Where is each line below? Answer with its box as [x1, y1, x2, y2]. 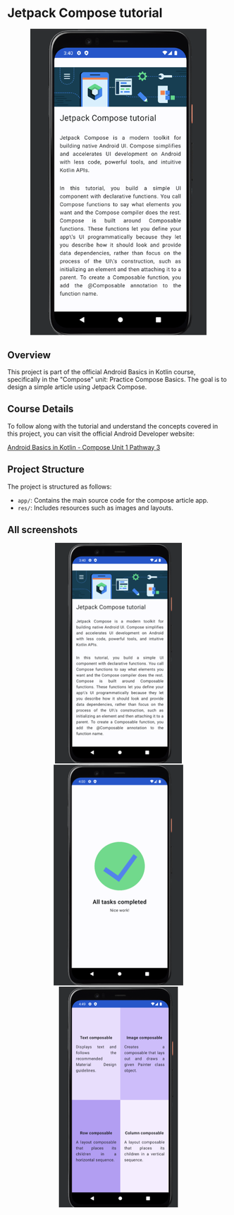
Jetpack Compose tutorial [7, 5, 163, 21]
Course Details [7, 403, 74, 415]
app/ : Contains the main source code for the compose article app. [17, 496, 209, 504]
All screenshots [7, 524, 78, 536]
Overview [7, 349, 51, 361]
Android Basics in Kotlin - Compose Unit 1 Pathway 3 [7, 443, 161, 451]
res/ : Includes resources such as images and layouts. [17, 503, 174, 512]
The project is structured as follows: [7, 482, 112, 491]
